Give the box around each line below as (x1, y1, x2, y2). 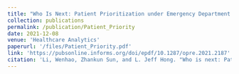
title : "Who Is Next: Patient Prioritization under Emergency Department (7, 10, 231, 18)
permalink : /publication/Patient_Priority (7, 23, 135, 30)
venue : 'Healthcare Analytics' (7, 37, 100, 44)
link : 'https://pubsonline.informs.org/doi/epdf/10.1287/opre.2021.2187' (7, 50, 231, 57)
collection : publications (7, 17, 84, 24)
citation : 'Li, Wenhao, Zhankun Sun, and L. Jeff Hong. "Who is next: (7, 56, 221, 63)
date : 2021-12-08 (7, 30, 59, 37)
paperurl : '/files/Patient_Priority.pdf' (7, 43, 132, 50)
